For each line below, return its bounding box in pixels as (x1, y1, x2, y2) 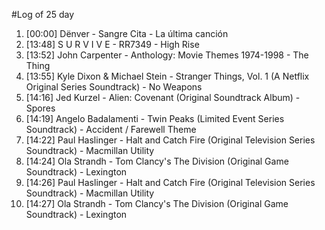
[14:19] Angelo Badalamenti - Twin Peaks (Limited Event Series (25, 113, 285, 124)
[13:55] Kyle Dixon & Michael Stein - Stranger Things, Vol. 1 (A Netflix (25, 70, 310, 82)
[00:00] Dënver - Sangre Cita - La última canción (25, 28, 229, 39)
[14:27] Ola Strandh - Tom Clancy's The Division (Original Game (25, 198, 289, 209)
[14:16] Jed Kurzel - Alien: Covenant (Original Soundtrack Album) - (25, 92, 301, 103)
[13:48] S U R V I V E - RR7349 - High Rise (25, 39, 200, 50)
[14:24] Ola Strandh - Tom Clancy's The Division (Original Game (25, 155, 289, 167)
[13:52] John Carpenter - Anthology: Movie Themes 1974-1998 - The (25, 49, 309, 61)
